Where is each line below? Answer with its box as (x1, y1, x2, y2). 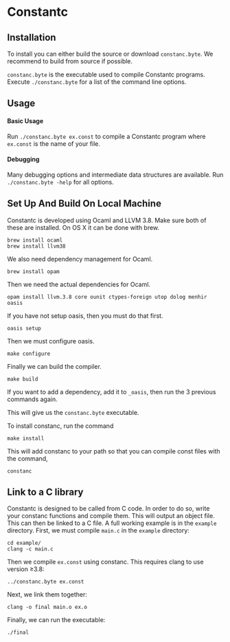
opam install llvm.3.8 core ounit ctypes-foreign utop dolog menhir (7, 293, 207, 300)
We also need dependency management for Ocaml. (7, 255, 153, 263)
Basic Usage (7, 116, 43, 125)
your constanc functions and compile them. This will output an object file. (7, 512, 215, 520)
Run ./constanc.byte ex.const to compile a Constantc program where (7, 132, 206, 140)
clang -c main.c (7, 546, 54, 553)
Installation (7, 32, 56, 43)
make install (7, 435, 45, 442)
